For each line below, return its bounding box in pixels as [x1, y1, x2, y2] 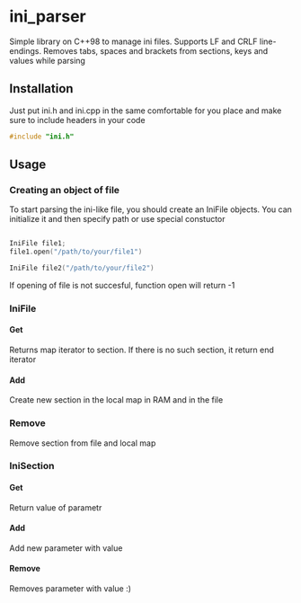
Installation [9, 81, 74, 96]
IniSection [9, 460, 55, 473]
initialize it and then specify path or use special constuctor [9, 214, 226, 225]
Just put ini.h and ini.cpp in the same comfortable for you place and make [9, 105, 282, 116]
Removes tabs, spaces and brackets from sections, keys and [43, 45, 269, 56]
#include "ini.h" [9, 132, 75, 141]
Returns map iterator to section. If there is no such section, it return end [9, 344, 274, 356]
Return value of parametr [9, 501, 102, 513]
